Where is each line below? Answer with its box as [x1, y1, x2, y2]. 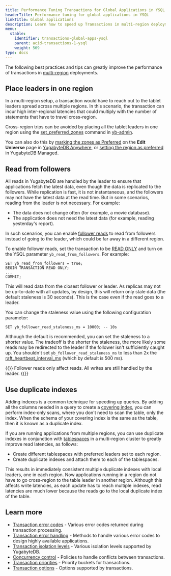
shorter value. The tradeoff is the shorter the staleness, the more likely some [5, 339, 166, 345]
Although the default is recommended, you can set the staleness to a [5, 334, 150, 340]
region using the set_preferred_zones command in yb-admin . [5, 129, 134, 135]
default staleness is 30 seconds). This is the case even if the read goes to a [5, 294, 164, 300]
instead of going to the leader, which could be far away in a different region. [5, 236, 164, 242]
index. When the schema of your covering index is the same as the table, [5, 415, 158, 421]
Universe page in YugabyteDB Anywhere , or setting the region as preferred [5, 145, 164, 151]
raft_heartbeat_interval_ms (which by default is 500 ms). [5, 355, 124, 362]
